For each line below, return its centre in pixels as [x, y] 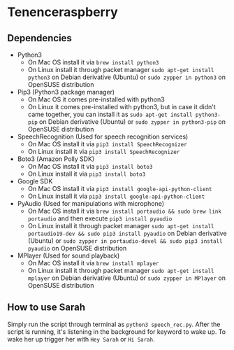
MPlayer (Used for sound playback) [68, 255]
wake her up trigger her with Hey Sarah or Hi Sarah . [81, 339]
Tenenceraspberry [63, 12]
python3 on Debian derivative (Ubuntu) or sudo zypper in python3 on [126, 77]
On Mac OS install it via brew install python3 [93, 62]
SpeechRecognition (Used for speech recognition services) [103, 136]
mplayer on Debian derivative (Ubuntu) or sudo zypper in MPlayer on [126, 278]
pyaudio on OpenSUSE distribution [77, 248]
